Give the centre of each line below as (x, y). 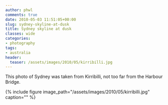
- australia (18, 52)
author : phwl (19, 10)
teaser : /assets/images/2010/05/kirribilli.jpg (61, 62)
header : (13, 57)
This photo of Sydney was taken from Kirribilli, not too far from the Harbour (84, 76)
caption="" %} (21, 97)
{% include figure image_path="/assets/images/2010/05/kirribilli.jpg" (78, 92)
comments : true (21, 15)
